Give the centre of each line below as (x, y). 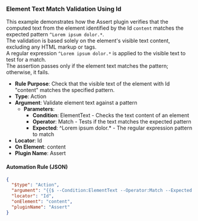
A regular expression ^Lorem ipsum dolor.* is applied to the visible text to (96, 53)
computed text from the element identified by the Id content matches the (95, 28)
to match (43, 134)
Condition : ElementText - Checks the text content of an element (111, 115)
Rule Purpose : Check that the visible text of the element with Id (92, 84)
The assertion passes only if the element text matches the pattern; (87, 66)
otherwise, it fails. (28, 72)
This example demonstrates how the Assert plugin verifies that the (87, 22)
